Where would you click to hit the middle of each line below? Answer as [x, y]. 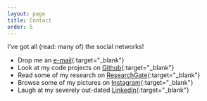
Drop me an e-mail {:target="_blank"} [71, 60]
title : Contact [30, 20]
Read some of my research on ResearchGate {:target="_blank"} [109, 75]
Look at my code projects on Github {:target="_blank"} [96, 68]
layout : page [26, 14]
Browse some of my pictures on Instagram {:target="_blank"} [105, 83]
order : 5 [20, 27]
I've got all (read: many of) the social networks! [76, 47]
